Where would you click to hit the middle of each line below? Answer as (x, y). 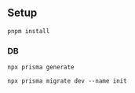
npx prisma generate (41, 67)
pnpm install (29, 31)
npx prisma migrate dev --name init (67, 81)
